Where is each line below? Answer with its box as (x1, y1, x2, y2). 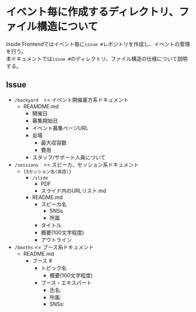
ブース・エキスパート (40, 279, 92, 286)
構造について (37, 20, 98, 33)
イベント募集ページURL (32, 124, 89, 131)
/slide (32, 175, 49, 181)
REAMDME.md (23, 103, 59, 110)
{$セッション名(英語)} (23, 168, 72, 175)
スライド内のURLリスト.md (40, 187, 106, 194)
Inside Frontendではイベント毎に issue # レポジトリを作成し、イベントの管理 (6, 40, 190, 48)
